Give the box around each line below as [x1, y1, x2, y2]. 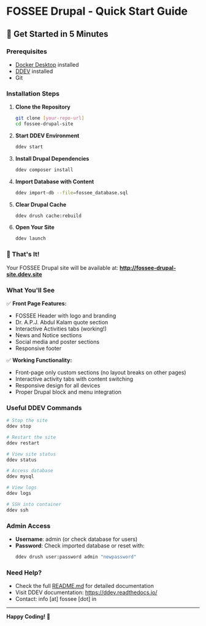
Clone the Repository [15, 103, 71, 111]
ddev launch [15, 235, 46, 242]
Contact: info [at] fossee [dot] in [15, 595, 97, 603]
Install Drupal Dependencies [15, 155, 90, 162]
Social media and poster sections [15, 338, 100, 345]
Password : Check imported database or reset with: [15, 541, 145, 549]
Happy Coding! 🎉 [6, 613, 51, 620]
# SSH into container [6, 501, 62, 507]
